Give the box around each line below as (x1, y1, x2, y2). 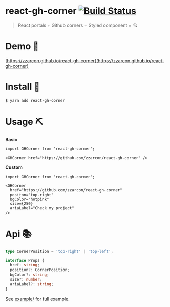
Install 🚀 (5, 81, 40, 92)
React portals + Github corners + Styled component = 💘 (17, 22, 137, 28)
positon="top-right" (10, 192, 54, 197)
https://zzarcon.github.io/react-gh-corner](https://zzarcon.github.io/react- (7, 57, 165, 64)
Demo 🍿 (5, 41, 39, 52)
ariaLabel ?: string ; (10, 281, 54, 287)
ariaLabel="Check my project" (10, 205, 74, 210)
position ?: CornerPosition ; (10, 267, 70, 273)
